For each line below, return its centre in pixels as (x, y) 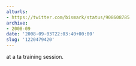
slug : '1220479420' (31, 40)
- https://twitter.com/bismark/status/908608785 (68, 17)
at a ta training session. (35, 57)
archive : (17, 23)
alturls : (17, 12)
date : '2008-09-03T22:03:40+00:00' (51, 34)
